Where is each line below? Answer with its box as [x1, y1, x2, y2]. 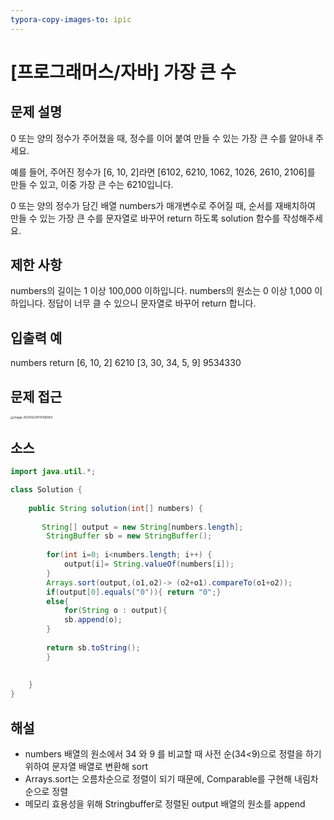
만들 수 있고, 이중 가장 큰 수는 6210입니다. [10, 178, 174, 190]
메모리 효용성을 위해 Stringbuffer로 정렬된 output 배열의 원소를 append [24, 797, 306, 810]
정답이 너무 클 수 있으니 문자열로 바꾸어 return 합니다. [47, 297, 257, 310]
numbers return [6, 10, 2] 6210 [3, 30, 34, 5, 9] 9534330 [10, 357, 242, 369]
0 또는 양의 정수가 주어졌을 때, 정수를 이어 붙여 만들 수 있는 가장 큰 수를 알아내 [10, 132, 314, 144]
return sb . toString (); [46, 642, 141, 653]
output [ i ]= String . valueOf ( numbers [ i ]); [63, 559, 235, 570]
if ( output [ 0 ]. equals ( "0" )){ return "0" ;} [46, 587, 222, 597]
